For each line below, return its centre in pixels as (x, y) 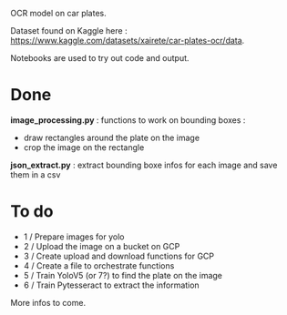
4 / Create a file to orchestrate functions (99, 265)
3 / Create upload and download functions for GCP (119, 256)
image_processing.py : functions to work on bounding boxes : (128, 120)
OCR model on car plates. (59, 13)
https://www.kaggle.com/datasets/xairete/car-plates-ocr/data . (128, 41)
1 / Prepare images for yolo (74, 237)
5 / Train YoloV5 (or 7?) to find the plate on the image (123, 275)
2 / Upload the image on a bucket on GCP (102, 246)
